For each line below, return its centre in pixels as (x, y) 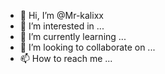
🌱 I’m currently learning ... (73, 36)
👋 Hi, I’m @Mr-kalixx (61, 15)
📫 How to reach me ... (66, 58)
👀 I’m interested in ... (62, 26)
